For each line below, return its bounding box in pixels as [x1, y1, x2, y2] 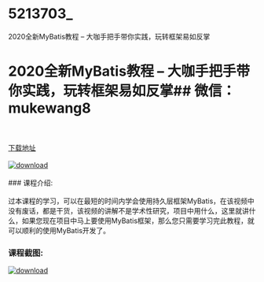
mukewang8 [8, 99, 92, 117]
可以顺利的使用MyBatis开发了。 [8, 225, 111, 235]
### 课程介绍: [8, 178, 53, 187]
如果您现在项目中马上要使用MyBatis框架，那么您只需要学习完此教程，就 [21, 216, 255, 225]
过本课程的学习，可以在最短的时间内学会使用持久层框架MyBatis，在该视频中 [8, 196, 255, 206]
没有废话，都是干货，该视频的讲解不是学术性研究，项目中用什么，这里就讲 [8, 206, 249, 215]
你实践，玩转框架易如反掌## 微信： [8, 82, 236, 100]
